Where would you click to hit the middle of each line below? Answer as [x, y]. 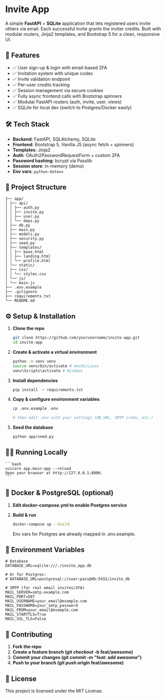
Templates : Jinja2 [31, 150]
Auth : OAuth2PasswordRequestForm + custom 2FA [66, 155]
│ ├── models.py [22, 234]
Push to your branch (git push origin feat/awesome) [68, 663]
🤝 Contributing [29, 634]
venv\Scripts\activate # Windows [48, 371]
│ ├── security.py [25, 239]
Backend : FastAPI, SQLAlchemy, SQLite [54, 139]
